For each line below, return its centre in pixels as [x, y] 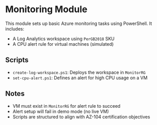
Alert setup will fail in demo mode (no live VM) [61, 111]
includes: [15, 28]
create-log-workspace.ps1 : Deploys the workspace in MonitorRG [79, 72]
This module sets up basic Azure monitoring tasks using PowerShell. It [79, 23]
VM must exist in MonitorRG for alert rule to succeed [66, 106]
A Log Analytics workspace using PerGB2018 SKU [64, 39]
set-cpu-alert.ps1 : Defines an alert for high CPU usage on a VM [80, 78]
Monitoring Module [46, 9]
